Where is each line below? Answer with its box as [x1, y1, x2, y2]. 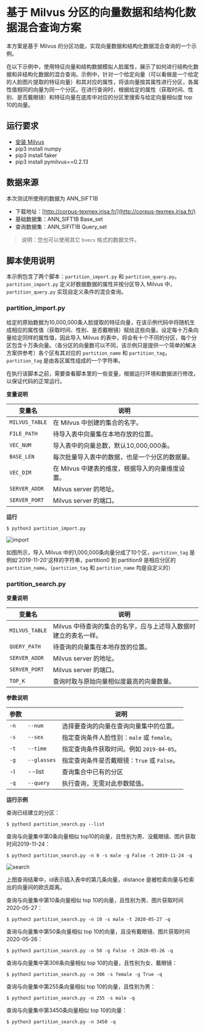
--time [27, 745, 47, 752]
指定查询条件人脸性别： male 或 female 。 [62, 733, 176, 742]
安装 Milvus [15, 138, 45, 146]
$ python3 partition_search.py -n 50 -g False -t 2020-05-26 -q [6, 947, 173, 954]
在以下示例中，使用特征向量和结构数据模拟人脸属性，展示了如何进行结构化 [6, 62, 193, 70]
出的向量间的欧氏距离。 [6, 883, 65, 890]
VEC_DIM [9, 469, 32, 476]
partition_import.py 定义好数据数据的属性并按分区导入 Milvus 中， [6, 281, 176, 288]
